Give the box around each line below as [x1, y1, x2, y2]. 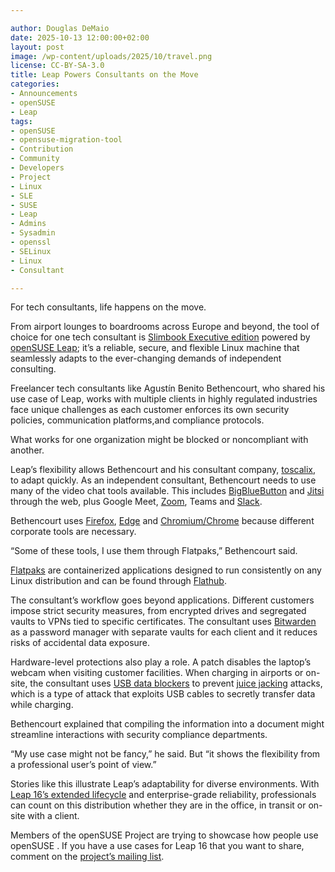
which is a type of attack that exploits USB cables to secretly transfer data [10, 688, 316, 700]
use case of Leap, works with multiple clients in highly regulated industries [10, 393, 318, 405]
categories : [10, 79, 60, 90]
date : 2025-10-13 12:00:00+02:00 [10, 32, 150, 43]
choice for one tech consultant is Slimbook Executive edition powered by [10, 331, 311, 343]
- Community [10, 154, 60, 164]
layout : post [10, 42, 65, 52]
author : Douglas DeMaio [10, 23, 110, 33]
